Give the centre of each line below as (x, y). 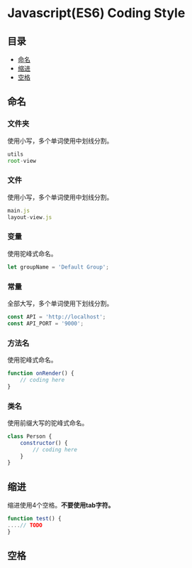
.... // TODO (25, 525)
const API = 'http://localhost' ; (57, 317)
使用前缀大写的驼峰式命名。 (48, 423)
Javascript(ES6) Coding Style (96, 13)
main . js (19, 210)
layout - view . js (30, 217)
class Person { (30, 436)
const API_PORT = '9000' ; (45, 323)
